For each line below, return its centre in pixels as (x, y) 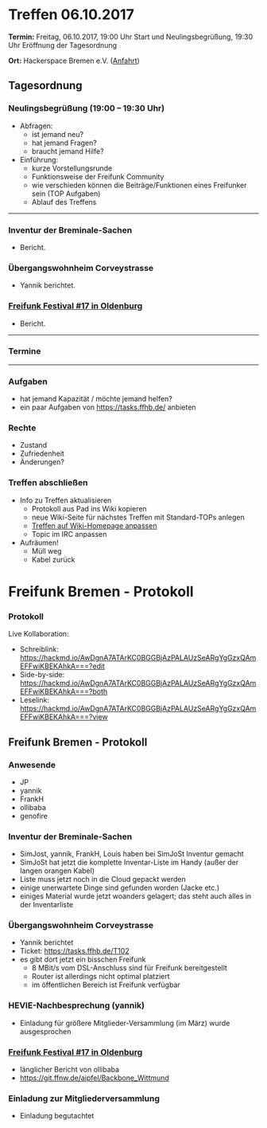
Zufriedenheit (42, 454)
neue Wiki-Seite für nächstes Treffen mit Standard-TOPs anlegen (138, 517)
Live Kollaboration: (39, 634)
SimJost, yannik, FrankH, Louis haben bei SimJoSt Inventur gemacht (132, 854)
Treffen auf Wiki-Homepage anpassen (94, 525)
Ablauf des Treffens (64, 202)
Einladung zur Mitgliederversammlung (84, 1099)
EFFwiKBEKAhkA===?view (64, 717)
